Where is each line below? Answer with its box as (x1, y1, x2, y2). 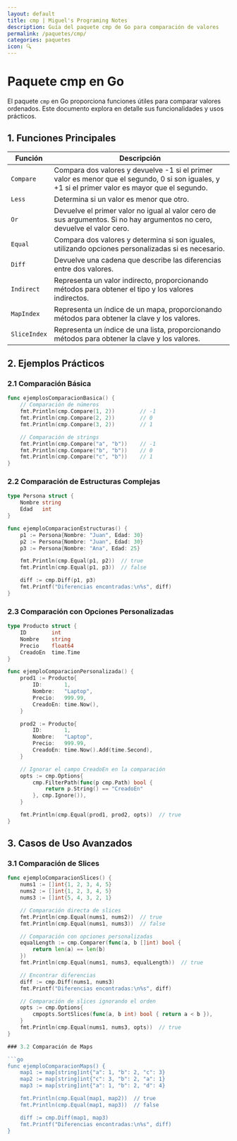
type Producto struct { (7, 622, 78, 630)
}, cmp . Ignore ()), (32, 792, 87, 799)
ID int (20, 629, 61, 636)
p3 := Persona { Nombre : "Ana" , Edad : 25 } (20, 545, 140, 552)
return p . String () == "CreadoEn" (44, 785, 143, 792)
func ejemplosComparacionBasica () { (7, 394, 115, 402)
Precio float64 (20, 642, 74, 649)
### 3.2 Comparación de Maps (7, 1043, 93, 1050)
